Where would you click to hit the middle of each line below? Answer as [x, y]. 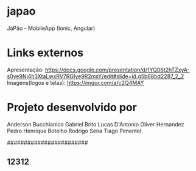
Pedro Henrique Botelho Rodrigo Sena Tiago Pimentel [74, 131]
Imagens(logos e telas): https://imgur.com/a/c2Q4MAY [76, 82]
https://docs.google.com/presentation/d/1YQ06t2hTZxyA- [118, 70]
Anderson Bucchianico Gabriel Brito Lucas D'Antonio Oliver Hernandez [96, 124]
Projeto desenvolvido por [72, 107]
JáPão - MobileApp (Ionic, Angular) [51, 28]
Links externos [45, 53]
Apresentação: [26, 70]
